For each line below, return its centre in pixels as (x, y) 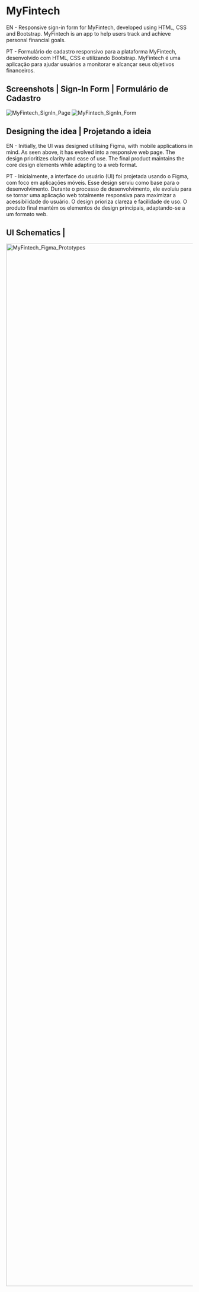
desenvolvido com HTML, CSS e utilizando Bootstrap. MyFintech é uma (93, 58)
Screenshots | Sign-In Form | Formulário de (87, 89)
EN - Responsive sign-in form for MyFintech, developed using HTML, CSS (96, 27)
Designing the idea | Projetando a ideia (79, 132)
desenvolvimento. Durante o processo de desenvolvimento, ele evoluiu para (99, 189)
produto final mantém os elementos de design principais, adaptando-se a (96, 208)
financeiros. (21, 70)
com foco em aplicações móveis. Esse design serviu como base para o (93, 182)
